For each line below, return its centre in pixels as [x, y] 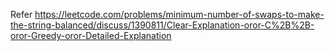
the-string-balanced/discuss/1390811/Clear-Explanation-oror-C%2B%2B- [162, 25]
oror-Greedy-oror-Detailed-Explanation [91, 35]
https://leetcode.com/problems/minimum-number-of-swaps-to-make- [179, 14]
